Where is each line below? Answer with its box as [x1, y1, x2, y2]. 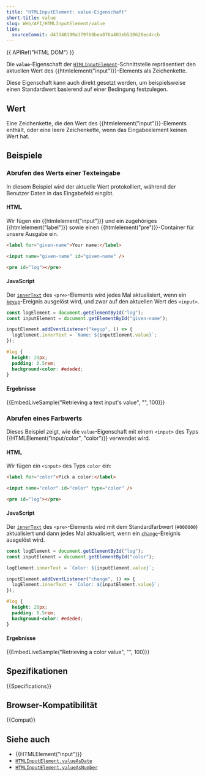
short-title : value [6, 15, 56, 21]
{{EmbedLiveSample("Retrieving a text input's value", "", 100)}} [6, 399, 165, 406]
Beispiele [6, 150, 43, 161]
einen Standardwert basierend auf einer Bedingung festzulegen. [6, 85, 168, 93]
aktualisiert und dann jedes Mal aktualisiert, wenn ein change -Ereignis [6, 529, 181, 537]
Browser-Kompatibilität [6, 700, 98, 710]
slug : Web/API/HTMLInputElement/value [6, 20, 105, 26]
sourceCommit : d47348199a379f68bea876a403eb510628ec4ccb [12, 32, 160, 38]
